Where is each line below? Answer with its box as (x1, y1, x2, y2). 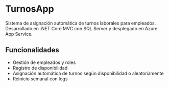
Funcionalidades (5, 46, 60, 54)
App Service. (5, 31, 33, 37)
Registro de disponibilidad (12, 64, 68, 71)
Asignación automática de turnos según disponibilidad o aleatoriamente (12, 70, 164, 76)
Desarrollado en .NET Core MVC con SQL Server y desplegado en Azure (5, 25, 158, 31)
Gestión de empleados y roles (12, 59, 76, 66)
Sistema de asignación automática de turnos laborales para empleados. (5, 20, 156, 26)
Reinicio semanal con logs (12, 75, 68, 82)
